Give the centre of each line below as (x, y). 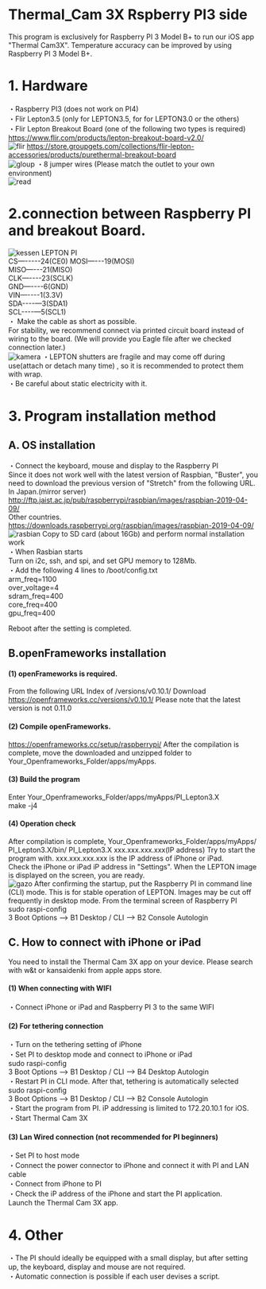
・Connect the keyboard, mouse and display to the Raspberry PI (114, 465)
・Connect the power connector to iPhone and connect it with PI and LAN (129, 1166)
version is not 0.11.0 (40, 708)
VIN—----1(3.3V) (36, 295)
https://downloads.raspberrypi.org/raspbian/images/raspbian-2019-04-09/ (131, 525)
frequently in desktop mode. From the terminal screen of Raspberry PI (123, 900)
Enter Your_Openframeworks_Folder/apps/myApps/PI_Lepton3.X (114, 797)
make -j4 (23, 805)
